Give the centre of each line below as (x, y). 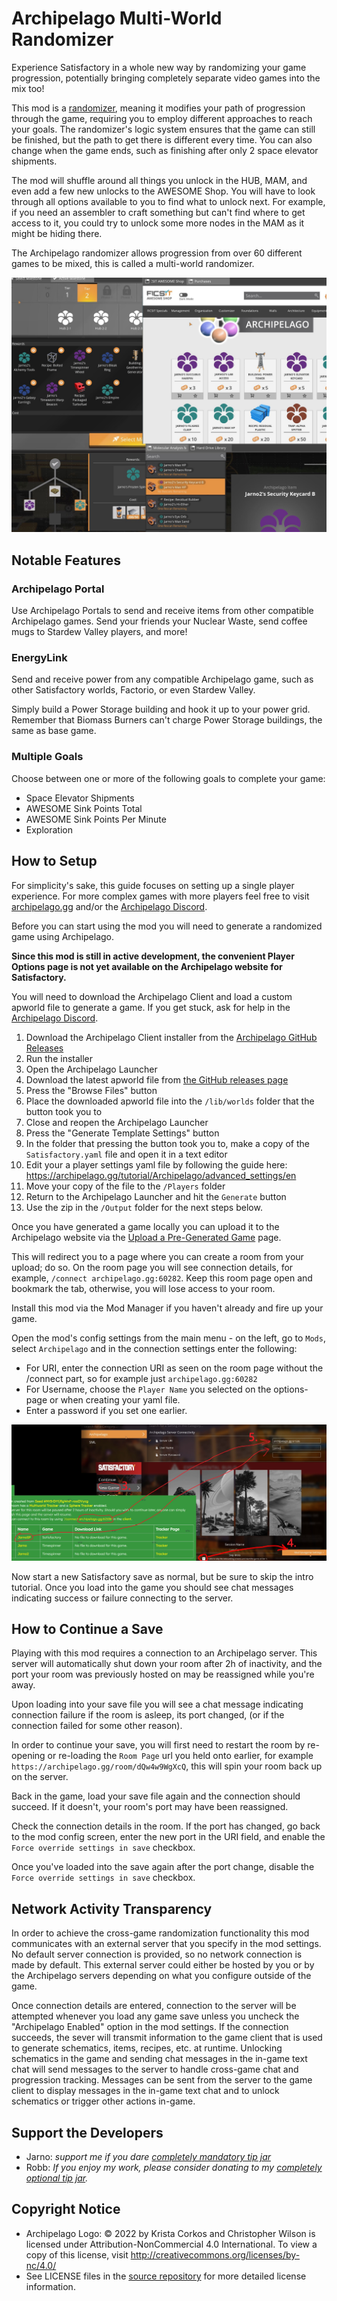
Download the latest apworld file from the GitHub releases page (157, 1079)
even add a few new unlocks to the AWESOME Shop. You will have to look (163, 191)
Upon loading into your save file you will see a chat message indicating (157, 1704)
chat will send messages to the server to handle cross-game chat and (155, 2069)
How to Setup (54, 861)
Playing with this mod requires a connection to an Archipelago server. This (164, 1653)
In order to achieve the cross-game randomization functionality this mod (160, 1933)
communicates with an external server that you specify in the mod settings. (166, 1944)
